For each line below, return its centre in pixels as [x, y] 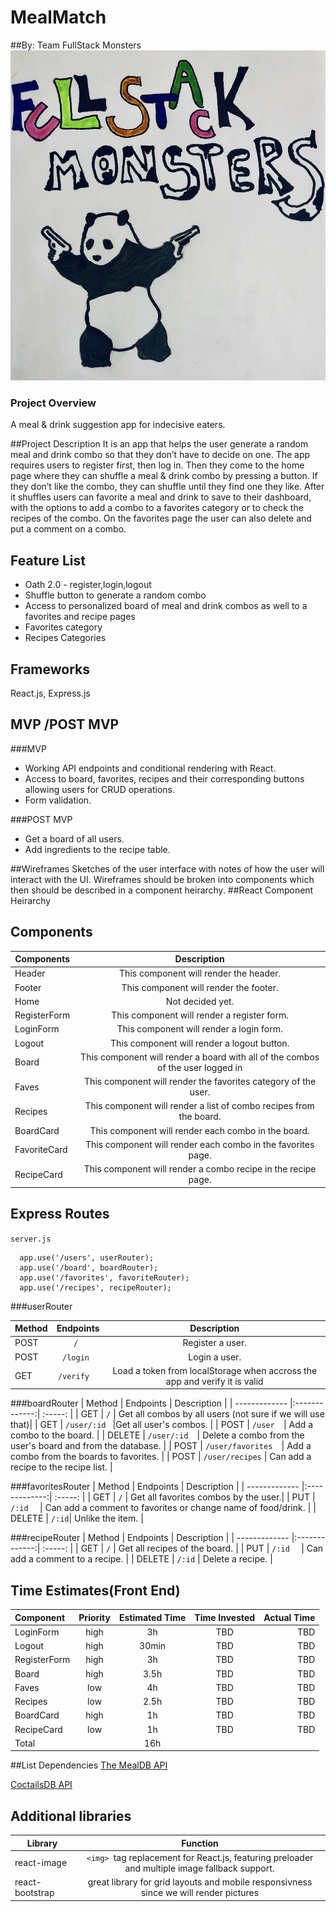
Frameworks [50, 669]
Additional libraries [71, 1816]
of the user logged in [200, 1067]
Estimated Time [152, 1617]
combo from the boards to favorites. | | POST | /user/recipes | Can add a [161, 1457]
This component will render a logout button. [199, 1043]
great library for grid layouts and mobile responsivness [200, 1882]
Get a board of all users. [74, 838]
